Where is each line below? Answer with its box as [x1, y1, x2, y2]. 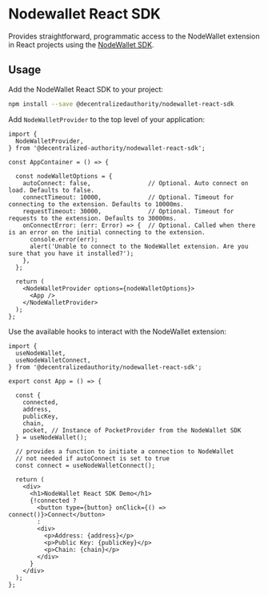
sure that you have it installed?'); [8, 249, 134, 257]
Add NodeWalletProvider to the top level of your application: [8, 114, 206, 124]
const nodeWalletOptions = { [15, 172, 113, 180]
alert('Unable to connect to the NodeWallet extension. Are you [29, 242, 249, 250]
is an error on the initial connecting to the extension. [8, 228, 206, 237]
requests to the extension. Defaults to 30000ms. [8, 214, 178, 222]
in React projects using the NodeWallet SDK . [8, 39, 154, 49]
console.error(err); [29, 235, 98, 243]
